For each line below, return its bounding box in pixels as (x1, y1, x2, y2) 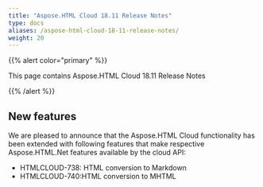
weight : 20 (8, 33, 44, 42)
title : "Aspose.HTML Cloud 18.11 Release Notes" (8, 11, 172, 20)
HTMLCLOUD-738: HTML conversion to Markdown (19, 163, 187, 173)
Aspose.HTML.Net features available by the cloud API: (8, 148, 187, 158)
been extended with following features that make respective (8, 139, 205, 149)
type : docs (8, 19, 44, 27)
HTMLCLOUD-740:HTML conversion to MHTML (19, 172, 176, 181)
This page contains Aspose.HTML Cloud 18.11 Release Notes (8, 71, 206, 80)
